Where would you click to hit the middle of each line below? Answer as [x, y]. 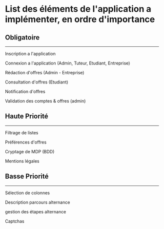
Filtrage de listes [22, 132]
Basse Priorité [27, 177]
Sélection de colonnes [28, 193]
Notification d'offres [25, 92]
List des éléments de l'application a [78, 9]
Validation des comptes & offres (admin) [46, 101]
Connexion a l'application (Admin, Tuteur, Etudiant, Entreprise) [68, 63]
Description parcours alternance [38, 202]
